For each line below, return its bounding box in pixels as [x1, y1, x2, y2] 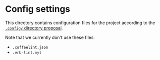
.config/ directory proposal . [5, 25, 63, 30]
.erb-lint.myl [12, 50, 42, 55]
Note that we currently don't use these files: [5, 34, 95, 40]
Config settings [5, 3, 70, 15]
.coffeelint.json [12, 45, 49, 50]
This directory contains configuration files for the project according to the [5, 20, 155, 26]
